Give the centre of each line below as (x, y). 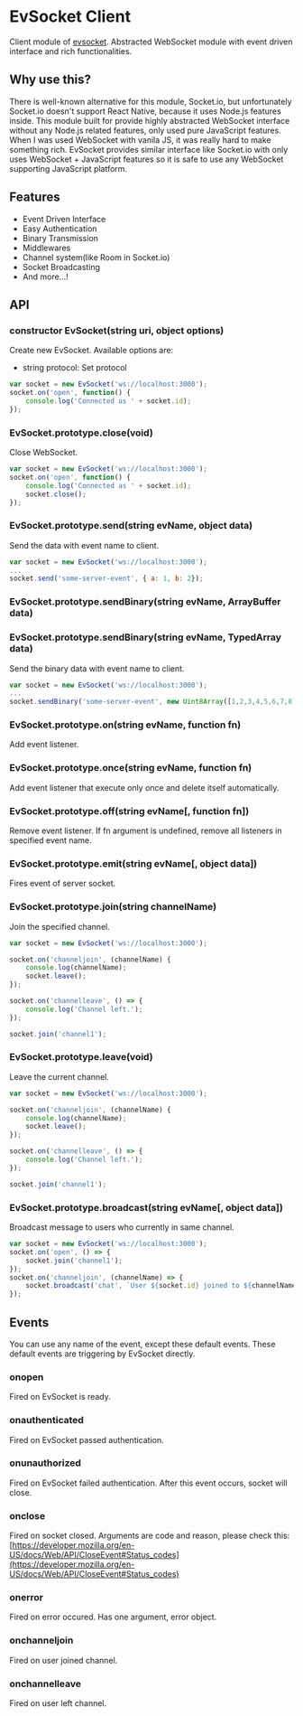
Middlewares (46, 248)
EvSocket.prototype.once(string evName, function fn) (131, 768)
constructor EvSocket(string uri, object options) (117, 330)
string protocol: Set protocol (75, 368)
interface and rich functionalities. (71, 51)
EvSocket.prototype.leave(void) (81, 1057)
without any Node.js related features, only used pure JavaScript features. (145, 130)
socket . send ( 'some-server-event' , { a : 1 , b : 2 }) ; (106, 579)
